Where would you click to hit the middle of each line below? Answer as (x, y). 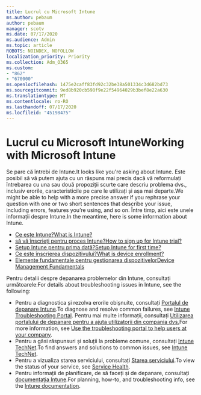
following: (18, 291)
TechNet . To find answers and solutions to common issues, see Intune (101, 347)
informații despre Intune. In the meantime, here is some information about (97, 217)
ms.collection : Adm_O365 (37, 62)
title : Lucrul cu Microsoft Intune (51, 12)
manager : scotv (25, 29)
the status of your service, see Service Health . (73, 367)
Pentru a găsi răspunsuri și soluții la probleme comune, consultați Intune (104, 341)
